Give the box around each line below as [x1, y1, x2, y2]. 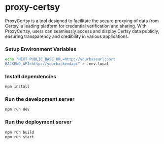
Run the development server [5, 96, 75, 103]
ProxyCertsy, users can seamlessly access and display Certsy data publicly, [5, 28, 160, 34]
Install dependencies [5, 73, 57, 80]
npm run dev [5, 107, 30, 112]
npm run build [5, 130, 34, 135]
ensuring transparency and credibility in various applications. [5, 33, 129, 39]
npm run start [5, 134, 34, 139]
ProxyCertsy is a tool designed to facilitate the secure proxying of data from [5, 18, 159, 24]
